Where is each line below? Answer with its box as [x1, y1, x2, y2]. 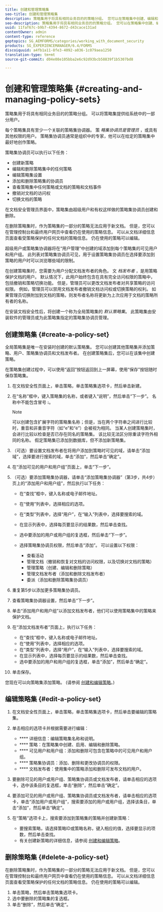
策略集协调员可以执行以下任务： [5, 150, 69, 155]
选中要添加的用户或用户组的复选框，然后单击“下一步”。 [19, 532, 130, 538]
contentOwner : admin [5, 30, 47, 34]
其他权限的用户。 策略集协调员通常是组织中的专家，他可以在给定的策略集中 [5, 133, 155, 139]
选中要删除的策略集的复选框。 [12, 895, 72, 901]
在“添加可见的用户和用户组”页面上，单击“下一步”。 [12, 464, 114, 470]
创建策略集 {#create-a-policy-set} [5, 330, 110, 338]
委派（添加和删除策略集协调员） [26, 577, 91, 583]
